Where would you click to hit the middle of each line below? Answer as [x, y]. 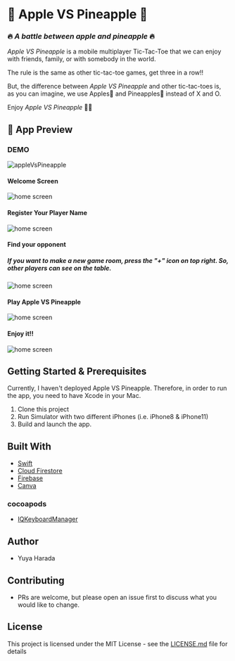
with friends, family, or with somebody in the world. [82, 59]
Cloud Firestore [40, 471]
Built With [29, 446]
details [17, 651]
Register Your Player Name [47, 212]
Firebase [30, 478]
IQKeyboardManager [48, 519]
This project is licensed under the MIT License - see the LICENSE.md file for [118, 643]
